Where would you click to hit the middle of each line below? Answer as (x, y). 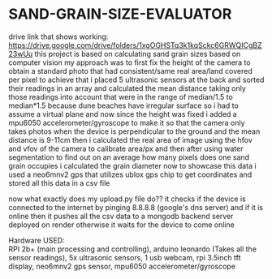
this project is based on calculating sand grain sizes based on (138, 54)
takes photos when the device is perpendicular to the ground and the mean (134, 131)
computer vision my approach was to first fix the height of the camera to (130, 62)
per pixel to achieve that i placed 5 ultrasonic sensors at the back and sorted (136, 79)
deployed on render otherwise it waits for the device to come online (122, 225)
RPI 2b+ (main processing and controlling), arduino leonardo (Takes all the (133, 249)
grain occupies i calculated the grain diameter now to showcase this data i (133, 165)
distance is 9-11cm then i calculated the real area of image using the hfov (131, 139)
